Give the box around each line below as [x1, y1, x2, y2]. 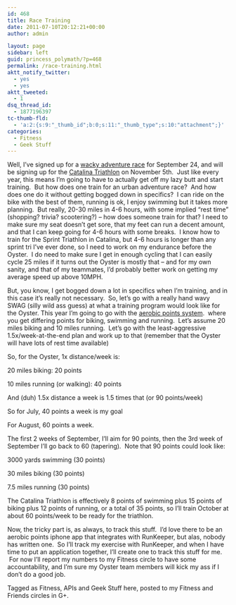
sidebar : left [7, 49, 49, 56]
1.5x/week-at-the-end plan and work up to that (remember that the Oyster [7, 331, 221, 340]
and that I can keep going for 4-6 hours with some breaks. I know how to [7, 228, 220, 236]
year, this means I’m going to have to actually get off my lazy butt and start [7, 176, 223, 184]
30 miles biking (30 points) [7, 470, 85, 478]
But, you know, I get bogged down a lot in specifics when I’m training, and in [7, 286, 228, 295]
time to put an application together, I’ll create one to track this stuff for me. [7, 548, 223, 556]
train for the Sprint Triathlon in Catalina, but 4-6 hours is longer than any [7, 236, 216, 244]
